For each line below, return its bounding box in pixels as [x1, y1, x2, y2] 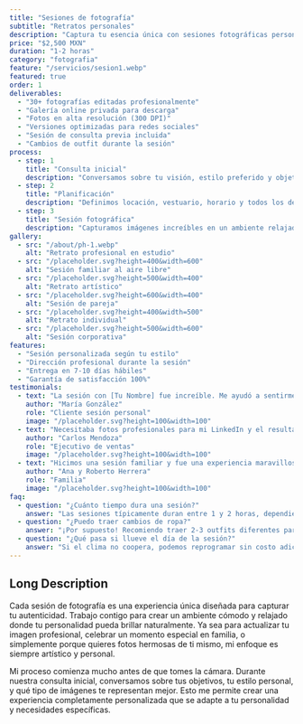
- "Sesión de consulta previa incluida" [17, 131, 171, 140]
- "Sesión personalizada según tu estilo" [17, 349, 179, 358]
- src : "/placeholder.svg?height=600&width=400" [17, 290, 204, 299]
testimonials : [9, 383, 63, 392]
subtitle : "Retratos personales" [9, 22, 135, 31]
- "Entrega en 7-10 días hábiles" [17, 366, 147, 375]
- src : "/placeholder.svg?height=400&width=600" [17, 257, 204, 267]
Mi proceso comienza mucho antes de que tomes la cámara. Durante [9, 665, 266, 676]
